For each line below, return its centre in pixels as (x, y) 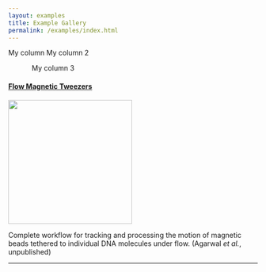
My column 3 (53, 68)
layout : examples (37, 15)
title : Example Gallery (47, 23)
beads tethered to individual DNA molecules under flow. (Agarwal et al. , (125, 243)
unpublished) (30, 251)
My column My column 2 (49, 53)
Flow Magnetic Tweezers (50, 86)
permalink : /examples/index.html (63, 30)
